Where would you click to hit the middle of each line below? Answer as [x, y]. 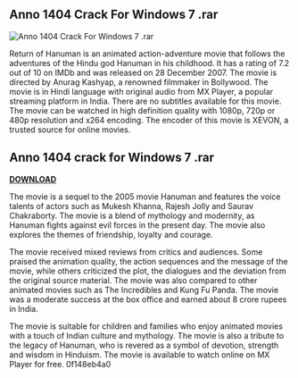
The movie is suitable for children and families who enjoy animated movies [146, 326]
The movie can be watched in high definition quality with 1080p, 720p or [142, 110]
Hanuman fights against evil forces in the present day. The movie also [137, 225]
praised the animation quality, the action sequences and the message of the [149, 261]
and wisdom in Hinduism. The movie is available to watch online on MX [140, 354]
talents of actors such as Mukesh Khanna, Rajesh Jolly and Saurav [132, 206]
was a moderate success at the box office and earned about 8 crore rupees [148, 299]
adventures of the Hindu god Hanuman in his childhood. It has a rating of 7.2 [149, 63]
